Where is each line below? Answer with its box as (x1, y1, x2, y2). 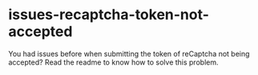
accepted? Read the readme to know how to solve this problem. (8, 57, 219, 67)
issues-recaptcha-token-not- (8, 6, 210, 24)
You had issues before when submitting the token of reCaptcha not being (8, 49, 250, 58)
